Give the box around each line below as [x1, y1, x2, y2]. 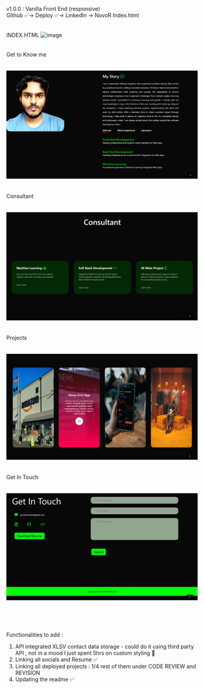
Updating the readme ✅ [15, 676, 75, 683]
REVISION [15, 670, 41, 677]
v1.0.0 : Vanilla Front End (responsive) [6, 5, 100, 12]
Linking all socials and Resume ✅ [15, 656, 98, 663]
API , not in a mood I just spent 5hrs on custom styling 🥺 [15, 649, 155, 657]
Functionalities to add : [6, 631, 63, 638]
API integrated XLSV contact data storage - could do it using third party [15, 643, 194, 651]
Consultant [6, 192, 34, 200]
